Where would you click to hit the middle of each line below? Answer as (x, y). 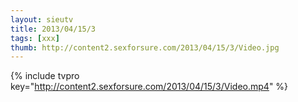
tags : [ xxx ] (35, 38)
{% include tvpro (45, 76)
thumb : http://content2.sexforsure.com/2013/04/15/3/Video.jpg (145, 47)
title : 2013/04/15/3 (53, 29)
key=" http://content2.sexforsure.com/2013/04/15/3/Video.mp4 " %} (149, 87)
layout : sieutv (42, 19)
